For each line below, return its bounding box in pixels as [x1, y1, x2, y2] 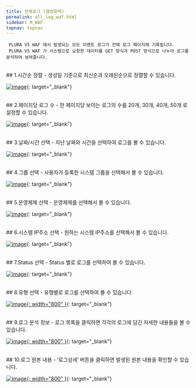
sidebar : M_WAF [6, 19, 43, 25]
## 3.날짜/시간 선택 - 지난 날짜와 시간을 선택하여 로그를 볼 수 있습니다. [6, 139, 166, 146]
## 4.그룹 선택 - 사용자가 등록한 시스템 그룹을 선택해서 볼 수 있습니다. [6, 169, 164, 176]
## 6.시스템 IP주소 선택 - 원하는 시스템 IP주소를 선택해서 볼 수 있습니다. [6, 229, 169, 236]
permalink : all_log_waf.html [6, 14, 77, 20]
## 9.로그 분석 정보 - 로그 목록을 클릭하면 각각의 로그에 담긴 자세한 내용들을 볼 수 [6, 319, 191, 326]
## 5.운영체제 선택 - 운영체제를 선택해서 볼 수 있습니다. [6, 199, 132, 206]
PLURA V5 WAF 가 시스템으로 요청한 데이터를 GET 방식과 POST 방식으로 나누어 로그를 [8, 48, 189, 54]
